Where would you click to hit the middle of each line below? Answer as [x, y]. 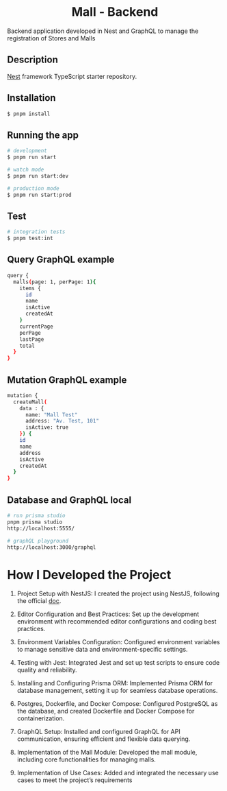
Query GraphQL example [61, 260]
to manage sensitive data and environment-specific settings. [102, 650]
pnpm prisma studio [35, 522]
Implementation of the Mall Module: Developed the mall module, [107, 753]
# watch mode [26, 169]
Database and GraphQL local [69, 500]
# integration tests [37, 232]
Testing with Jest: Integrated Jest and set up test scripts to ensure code [118, 663]
